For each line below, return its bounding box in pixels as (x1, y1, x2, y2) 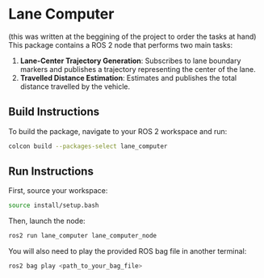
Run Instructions (8, 165, 94, 179)
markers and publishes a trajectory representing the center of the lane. (19, 64, 256, 74)
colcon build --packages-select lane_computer (8, 142, 168, 150)
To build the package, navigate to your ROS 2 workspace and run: (8, 126, 228, 136)
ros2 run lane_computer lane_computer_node (8, 232, 157, 240)
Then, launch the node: (8, 216, 86, 226)
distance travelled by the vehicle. (19, 82, 131, 91)
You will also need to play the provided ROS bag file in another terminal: (8, 246, 247, 256)
